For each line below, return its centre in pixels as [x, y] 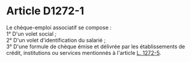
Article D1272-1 [45, 11]
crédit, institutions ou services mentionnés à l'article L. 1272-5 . [84, 52]
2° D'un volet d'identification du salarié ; [56, 40]
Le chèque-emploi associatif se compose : [59, 27]
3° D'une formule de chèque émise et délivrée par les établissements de [95, 46]
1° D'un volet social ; [32, 33]
